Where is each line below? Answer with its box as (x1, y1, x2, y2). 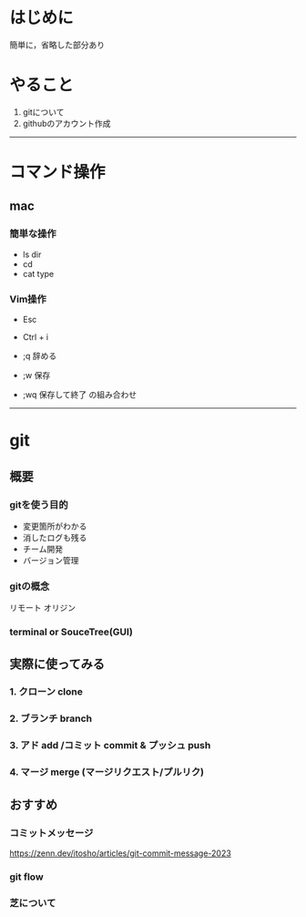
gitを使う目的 (9, 498, 68, 510)
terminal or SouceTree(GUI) (9, 625, 134, 638)
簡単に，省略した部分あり (9, 39, 106, 50)
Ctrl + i (22, 332, 49, 343)
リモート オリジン (9, 603, 76, 613)
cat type (22, 268, 55, 279)
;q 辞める (22, 351, 57, 362)
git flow (9, 871, 44, 883)
